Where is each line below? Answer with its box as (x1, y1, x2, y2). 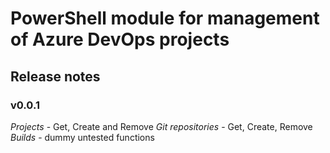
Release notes (10, 68, 101, 85)
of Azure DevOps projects (10, 28, 230, 51)
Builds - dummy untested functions (10, 131, 155, 143)
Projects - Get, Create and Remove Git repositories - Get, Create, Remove (10, 120, 313, 132)
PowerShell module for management (10, 7, 320, 30)
